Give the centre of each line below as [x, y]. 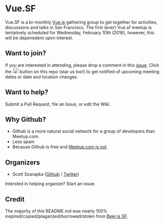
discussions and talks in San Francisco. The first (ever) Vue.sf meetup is [78, 27]
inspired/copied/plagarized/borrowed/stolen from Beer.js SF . [67, 216]
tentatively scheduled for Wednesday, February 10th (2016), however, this [80, 32]
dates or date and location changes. [42, 77]
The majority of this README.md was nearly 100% [56, 211]
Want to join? [26, 53]
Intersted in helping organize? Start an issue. [50, 184]
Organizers [23, 162]
